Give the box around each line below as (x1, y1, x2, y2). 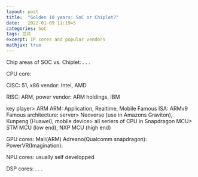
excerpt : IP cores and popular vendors (6, 36, 106, 42)
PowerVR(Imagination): (6, 142, 63, 149)
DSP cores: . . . (6, 165, 43, 172)
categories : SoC (6, 25, 47, 32)
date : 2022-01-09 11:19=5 (6, 20, 77, 26)
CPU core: (6, 70, 32, 77)
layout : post (6, 8, 39, 15)
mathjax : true (6, 42, 42, 48)
